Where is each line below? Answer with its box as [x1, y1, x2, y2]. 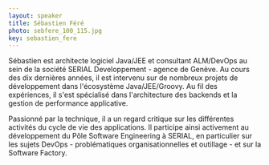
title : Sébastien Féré [8, 19, 84, 27]
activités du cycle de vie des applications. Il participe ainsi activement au [8, 123, 249, 132]
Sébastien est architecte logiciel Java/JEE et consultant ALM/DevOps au [8, 56, 247, 66]
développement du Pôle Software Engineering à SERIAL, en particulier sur [8, 131, 253, 141]
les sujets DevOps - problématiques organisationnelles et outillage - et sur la [8, 139, 262, 149]
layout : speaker [8, 11, 63, 20]
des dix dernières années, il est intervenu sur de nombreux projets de [8, 73, 238, 82]
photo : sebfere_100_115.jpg [8, 26, 103, 34]
